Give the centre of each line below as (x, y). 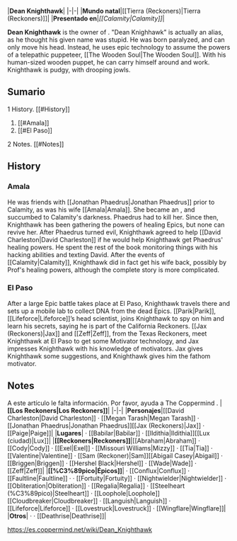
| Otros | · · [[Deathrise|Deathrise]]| (57, 516)
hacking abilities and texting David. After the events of (86, 254)
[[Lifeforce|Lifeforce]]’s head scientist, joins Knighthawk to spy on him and (116, 318)
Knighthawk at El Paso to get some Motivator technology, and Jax (103, 341)
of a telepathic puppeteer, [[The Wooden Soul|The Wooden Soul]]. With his (117, 55)
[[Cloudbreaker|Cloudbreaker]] (53, 501)
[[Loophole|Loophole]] (127, 493)
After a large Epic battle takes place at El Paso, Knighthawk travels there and (119, 303)
